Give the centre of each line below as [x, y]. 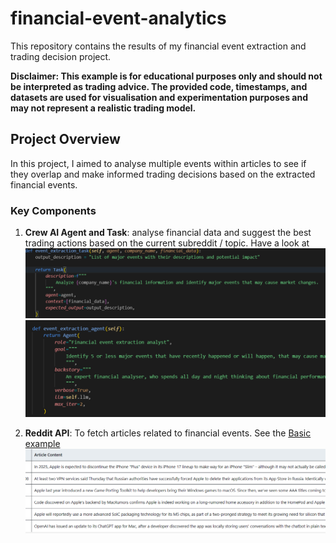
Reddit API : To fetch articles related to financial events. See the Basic [168, 433]
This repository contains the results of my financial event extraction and [158, 46]
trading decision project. [61, 56]
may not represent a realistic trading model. [103, 108]
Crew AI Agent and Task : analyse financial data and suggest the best [168, 233]
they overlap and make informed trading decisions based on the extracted [163, 174]
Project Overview [65, 139]
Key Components [53, 210]
